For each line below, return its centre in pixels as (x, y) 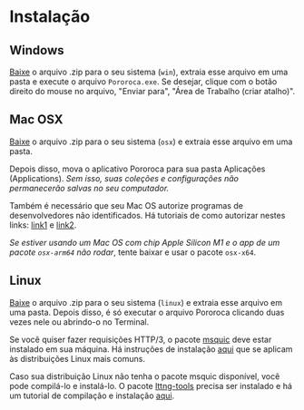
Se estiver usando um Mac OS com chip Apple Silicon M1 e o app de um (145, 242)
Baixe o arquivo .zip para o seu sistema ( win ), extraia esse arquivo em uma (149, 72)
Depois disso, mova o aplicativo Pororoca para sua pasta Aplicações (137, 169)
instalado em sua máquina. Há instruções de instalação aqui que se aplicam (151, 349)
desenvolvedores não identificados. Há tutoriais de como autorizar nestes (147, 215)
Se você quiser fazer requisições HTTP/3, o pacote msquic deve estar (141, 339)
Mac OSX (36, 120)
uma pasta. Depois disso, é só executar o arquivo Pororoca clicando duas (147, 312)
